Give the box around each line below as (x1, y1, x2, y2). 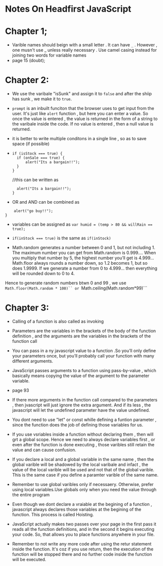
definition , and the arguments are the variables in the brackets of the (12, 333, 151, 339)
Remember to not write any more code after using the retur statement (12, 541, 152, 546)
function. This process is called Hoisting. (12, 512, 94, 517)
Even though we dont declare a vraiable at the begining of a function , (12, 502, 152, 507)
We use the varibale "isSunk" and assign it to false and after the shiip (12, 91, 152, 97)
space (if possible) (12, 141, 50, 147)
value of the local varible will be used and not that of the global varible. (12, 467, 155, 472)
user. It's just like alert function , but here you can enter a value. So (12, 111, 148, 117)
